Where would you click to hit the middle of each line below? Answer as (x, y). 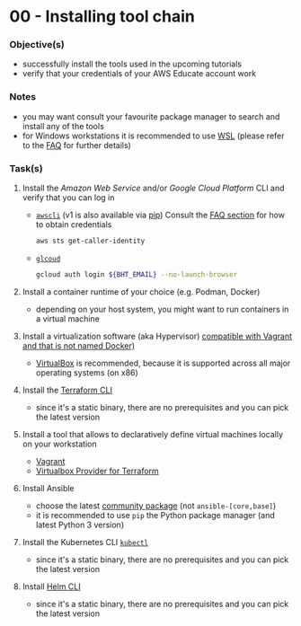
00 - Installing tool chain (102, 17)
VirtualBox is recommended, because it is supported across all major (163, 363)
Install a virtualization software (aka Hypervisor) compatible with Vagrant (157, 336)
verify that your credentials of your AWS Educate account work (139, 74)
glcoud (48, 259)
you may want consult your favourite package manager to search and (151, 116)
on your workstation (59, 444)
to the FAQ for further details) (77, 145)
